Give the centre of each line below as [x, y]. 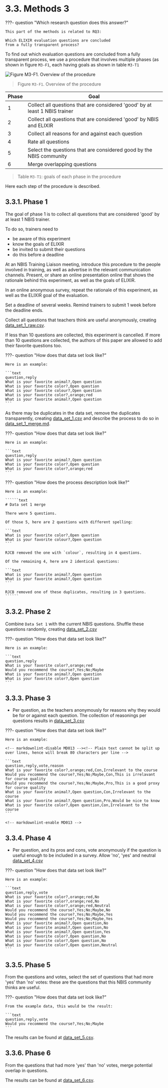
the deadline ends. [24, 310]
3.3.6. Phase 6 [28, 1053]
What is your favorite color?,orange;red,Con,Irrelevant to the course [81, 770]
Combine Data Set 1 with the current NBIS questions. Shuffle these [74, 624]
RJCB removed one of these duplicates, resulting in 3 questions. [76, 592]
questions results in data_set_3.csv [48, 721]
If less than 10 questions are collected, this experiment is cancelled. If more [83, 335]
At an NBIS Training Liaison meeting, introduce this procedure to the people [83, 264]
